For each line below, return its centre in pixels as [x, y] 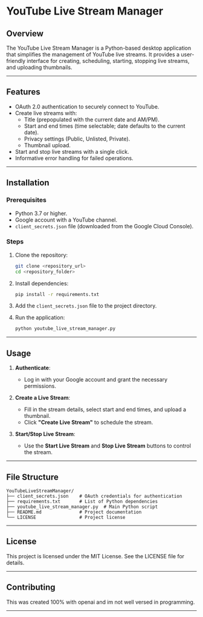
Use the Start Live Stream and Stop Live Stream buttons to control [108, 446]
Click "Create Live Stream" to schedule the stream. [89, 423]
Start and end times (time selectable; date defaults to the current [105, 126]
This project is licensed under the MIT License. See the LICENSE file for [95, 556]
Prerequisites [26, 200]
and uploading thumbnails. [39, 67]
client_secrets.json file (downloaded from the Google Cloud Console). [104, 226]
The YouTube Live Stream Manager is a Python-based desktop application [99, 48]
